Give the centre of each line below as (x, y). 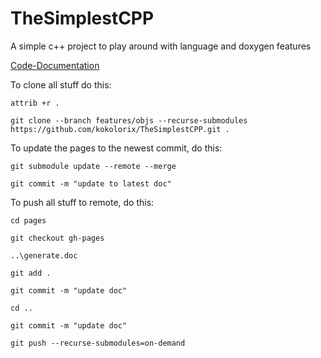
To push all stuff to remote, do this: (82, 202)
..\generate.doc (44, 255)
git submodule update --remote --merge (93, 166)
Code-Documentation (55, 65)
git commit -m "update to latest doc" (91, 183)
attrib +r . (35, 103)
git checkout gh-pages (57, 238)
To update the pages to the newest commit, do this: (116, 148)
